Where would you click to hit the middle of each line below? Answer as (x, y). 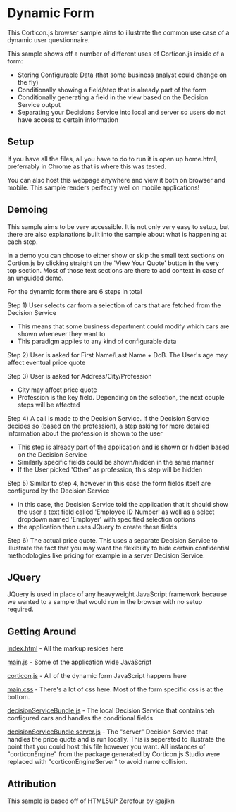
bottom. (19, 697)
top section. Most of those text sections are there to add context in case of (116, 270)
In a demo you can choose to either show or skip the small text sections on (116, 255)
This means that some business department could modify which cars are (123, 326)
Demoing (27, 210)
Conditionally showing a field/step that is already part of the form (112, 90)
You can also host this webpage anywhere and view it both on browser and (116, 180)
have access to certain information (68, 119)
